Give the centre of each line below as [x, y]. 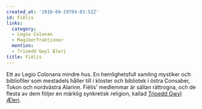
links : [15, 23]
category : [24, 29]
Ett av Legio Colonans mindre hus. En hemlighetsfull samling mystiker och [99, 74]
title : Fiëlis [24, 57]
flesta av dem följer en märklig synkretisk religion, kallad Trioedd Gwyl [94, 93]
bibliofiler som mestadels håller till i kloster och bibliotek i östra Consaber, [98, 81]
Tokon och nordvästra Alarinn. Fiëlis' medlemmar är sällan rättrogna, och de [101, 87]
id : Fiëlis [20, 18]
